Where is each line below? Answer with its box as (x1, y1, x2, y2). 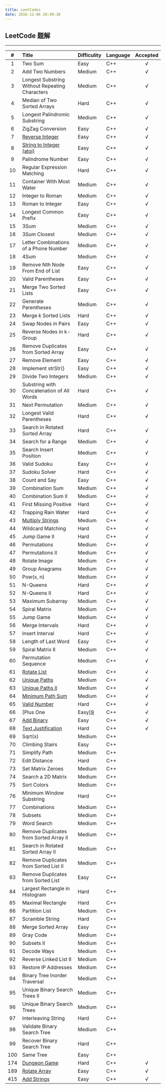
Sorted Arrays (22, 103, 55, 110)
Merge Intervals (22, 622, 59, 629)
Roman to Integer (22, 201, 62, 208)
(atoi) (22, 147, 35, 154)
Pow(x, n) (22, 574, 44, 581)
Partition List (22, 907, 51, 914)
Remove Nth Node (22, 261, 65, 268)
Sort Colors (22, 782, 49, 789)
